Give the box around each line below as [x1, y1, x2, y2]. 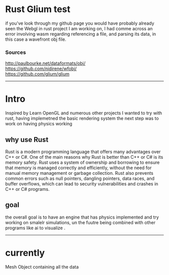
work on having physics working [5, 121, 72, 127]
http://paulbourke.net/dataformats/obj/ [5, 60, 86, 66]
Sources [5, 49, 26, 56]
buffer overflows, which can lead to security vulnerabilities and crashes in [5, 180, 158, 187]
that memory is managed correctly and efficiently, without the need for [5, 165, 152, 171]
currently [5, 247, 45, 258]
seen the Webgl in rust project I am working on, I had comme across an [5, 25, 153, 31]
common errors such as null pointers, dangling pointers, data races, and [5, 175, 155, 181]
